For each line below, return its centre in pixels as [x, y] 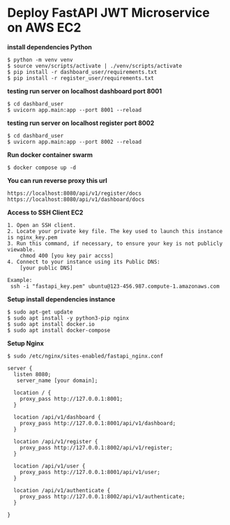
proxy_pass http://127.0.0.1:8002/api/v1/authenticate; [103, 496]
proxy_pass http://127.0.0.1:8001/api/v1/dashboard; [98, 423]
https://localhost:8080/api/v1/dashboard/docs [76, 199]
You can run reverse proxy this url [58, 180]
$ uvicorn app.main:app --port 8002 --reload [74, 142]
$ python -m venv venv [40, 60]
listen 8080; [32, 374]
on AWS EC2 [44, 28]
